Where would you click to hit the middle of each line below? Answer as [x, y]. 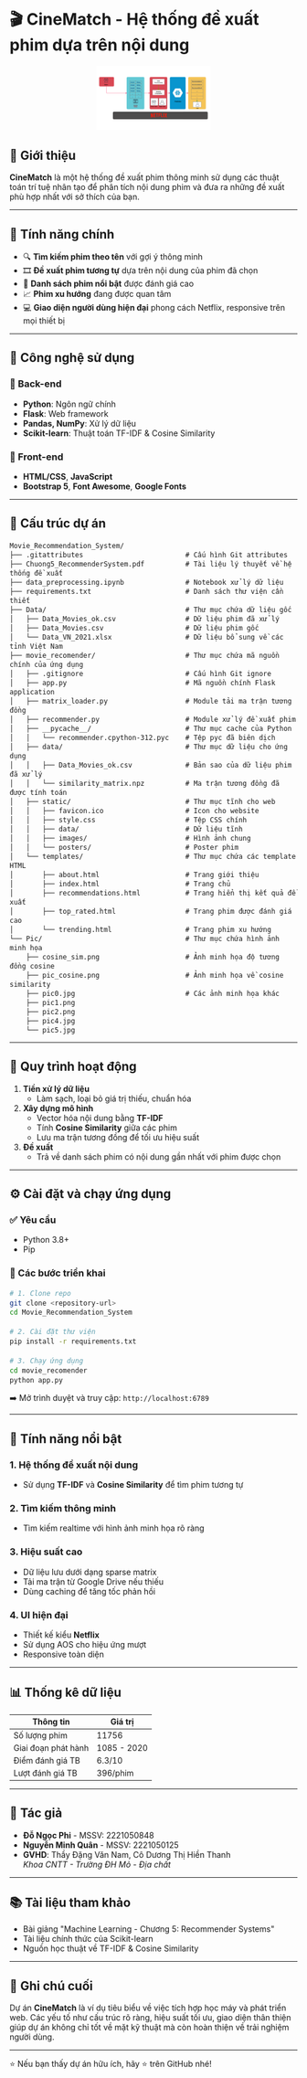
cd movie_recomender [49, 1370]
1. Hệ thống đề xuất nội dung [74, 1465]
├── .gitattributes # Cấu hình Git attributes [148, 555]
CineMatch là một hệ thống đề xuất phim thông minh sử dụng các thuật [144, 177]
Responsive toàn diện [64, 1654]
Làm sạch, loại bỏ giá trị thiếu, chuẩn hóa [114, 1098]
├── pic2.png [51, 1012]
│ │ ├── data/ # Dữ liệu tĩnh [127, 829]
